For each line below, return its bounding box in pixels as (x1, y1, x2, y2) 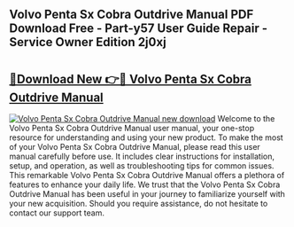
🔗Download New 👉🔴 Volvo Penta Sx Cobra (9, 71, 252, 87)
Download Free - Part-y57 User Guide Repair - (9, 21, 268, 36)
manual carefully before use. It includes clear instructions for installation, (9, 151, 275, 161)
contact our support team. (9, 207, 104, 218)
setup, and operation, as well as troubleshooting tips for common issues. (9, 160, 275, 171)
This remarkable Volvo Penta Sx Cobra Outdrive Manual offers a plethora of (9, 170, 285, 180)
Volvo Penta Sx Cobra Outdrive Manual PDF (9, 7, 254, 22)
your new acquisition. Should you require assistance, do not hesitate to (9, 199, 268, 208)
